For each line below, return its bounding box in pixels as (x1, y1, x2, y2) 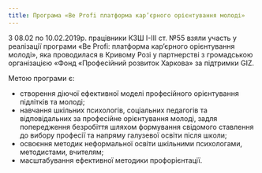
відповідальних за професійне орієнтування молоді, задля (19, 113, 218, 123)
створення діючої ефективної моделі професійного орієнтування (19, 88, 239, 98)
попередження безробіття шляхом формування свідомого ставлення (19, 122, 254, 131)
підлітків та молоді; (19, 97, 85, 106)
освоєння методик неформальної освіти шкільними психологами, (19, 138, 243, 148)
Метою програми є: (8, 73, 75, 83)
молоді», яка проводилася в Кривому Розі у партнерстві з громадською (8, 50, 253, 59)
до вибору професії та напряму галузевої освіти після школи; (19, 131, 227, 140)
